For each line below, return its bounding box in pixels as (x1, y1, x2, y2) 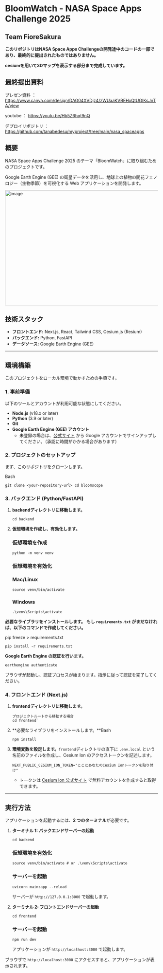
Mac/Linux (12, 576, 38, 583)
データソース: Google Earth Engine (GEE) (12, 341, 94, 347)
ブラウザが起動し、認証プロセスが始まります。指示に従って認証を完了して (5, 672, 153, 678)
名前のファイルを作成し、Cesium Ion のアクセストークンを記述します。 (12, 753, 154, 758)
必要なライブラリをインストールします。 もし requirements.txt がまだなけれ (5, 619, 158, 624)
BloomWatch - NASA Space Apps (5, 3, 142, 14)
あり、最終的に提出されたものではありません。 (5, 52, 98, 58)
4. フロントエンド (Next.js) (5, 691, 68, 698)
